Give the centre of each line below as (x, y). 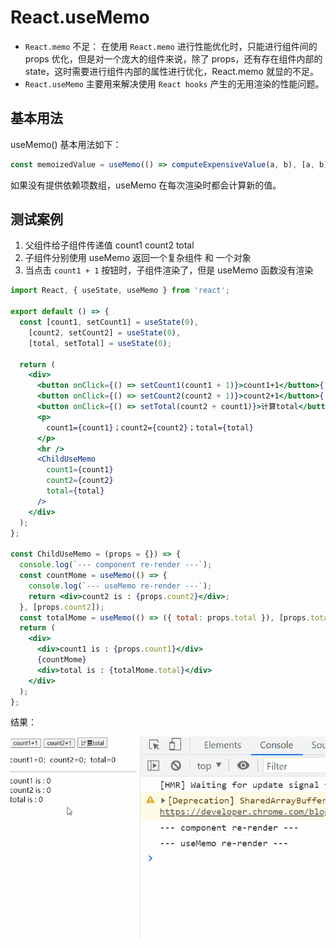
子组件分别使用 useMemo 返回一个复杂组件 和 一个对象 (138, 258)
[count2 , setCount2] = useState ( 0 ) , (105, 332)
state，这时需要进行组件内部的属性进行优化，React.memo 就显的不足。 (171, 71)
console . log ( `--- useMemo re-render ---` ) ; (120, 586)
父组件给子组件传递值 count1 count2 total (109, 245)
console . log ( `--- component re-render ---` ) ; (116, 565)
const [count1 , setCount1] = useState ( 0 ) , (109, 322)
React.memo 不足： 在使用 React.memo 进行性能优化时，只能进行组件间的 (171, 46)
